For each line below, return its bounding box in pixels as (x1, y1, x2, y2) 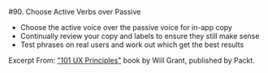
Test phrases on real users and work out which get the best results (19, 40, 244, 49)
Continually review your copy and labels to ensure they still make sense (19, 32, 260, 41)
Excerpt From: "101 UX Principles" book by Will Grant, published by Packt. (8, 56, 256, 65)
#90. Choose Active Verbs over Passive (8, 7, 141, 16)
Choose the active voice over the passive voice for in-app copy (19, 23, 233, 32)
